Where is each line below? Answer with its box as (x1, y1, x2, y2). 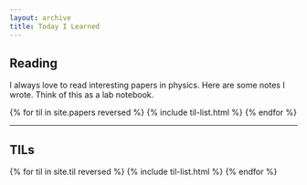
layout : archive (9, 13, 71, 23)
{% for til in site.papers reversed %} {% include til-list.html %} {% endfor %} (9, 107, 298, 118)
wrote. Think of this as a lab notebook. (9, 89, 154, 100)
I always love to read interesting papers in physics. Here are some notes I (9, 79, 285, 91)
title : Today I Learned (9, 22, 101, 31)
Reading (9, 56, 58, 71)
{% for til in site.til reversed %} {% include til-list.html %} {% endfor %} (9, 166, 278, 178)
